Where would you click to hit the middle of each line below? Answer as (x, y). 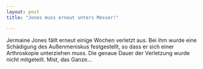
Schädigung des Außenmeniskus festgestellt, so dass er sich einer (90, 47)
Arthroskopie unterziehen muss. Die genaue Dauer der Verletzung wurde (98, 53)
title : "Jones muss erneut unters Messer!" (63, 18)
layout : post (23, 12)
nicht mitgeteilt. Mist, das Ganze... (49, 59)
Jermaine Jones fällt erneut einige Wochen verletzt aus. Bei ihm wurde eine (102, 40)
